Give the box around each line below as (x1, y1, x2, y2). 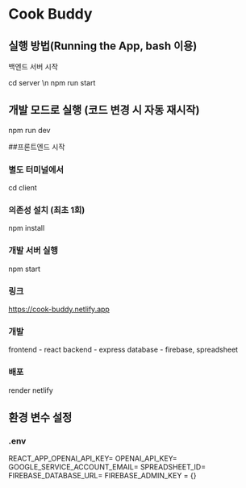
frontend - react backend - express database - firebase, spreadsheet (8, 344, 239, 355)
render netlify (8, 385, 54, 395)
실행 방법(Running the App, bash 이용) (8, 39, 198, 52)
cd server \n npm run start (8, 78, 96, 87)
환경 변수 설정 (8, 411, 73, 424)
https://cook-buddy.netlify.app (8, 304, 110, 314)
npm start (8, 264, 41, 273)
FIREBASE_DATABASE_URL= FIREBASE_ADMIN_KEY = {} (8, 471, 197, 481)
